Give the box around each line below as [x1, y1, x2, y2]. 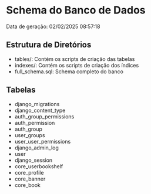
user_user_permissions [14, 138, 71, 145]
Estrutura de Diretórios [6, 40, 92, 50]
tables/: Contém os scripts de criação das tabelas [14, 55, 135, 62]
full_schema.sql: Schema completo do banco [14, 68, 123, 75]
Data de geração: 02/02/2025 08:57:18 [6, 23, 100, 30]
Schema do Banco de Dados [6, 4, 146, 17]
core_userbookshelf [14, 162, 63, 170]
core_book [14, 181, 41, 188]
